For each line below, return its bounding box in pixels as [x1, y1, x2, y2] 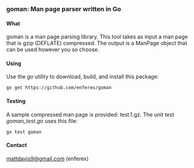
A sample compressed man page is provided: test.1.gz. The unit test [6, 111, 175, 118]
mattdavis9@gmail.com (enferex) [6, 155, 89, 162]
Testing [6, 97, 26, 104]
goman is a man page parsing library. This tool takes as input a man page [6, 33, 188, 40]
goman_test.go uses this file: [6, 117, 78, 125]
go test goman [6, 129, 42, 135]
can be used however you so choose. [6, 46, 99, 53]
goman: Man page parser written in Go [6, 5, 122, 13]
